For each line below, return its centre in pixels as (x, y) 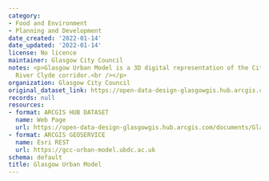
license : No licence (43, 53)
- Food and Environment (48, 23)
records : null (32, 98)
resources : (26, 105)
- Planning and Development (55, 30)
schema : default (35, 157)
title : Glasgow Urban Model (55, 165)
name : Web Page (41, 120)
